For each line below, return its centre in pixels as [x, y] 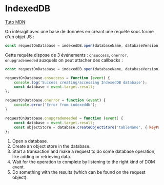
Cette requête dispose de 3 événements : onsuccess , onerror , [67, 55]
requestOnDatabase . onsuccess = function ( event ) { [58, 78]
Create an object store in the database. [51, 146]
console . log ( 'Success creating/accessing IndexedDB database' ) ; [81, 82]
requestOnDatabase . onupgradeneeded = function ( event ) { [64, 118]
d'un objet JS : [20, 37]
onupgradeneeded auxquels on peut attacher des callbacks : [64, 60]
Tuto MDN [15, 22]
